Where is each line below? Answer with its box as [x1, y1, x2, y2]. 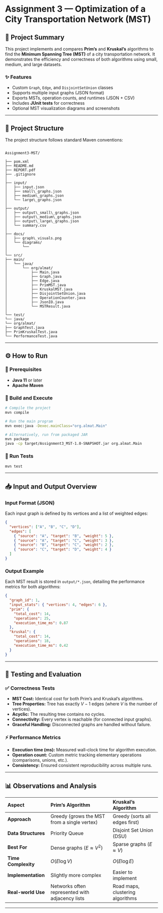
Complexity [7, 861, 35, 868]
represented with [50, 889, 90, 896]
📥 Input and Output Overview [5, 482, 97, 491]
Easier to [112, 869, 133, 876]
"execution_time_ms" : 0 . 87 [14, 621, 68, 625]
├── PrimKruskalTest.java [5, 329, 57, 334]
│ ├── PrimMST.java [5, 283, 66, 288]
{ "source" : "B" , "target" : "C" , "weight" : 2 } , [14, 543, 114, 548]
